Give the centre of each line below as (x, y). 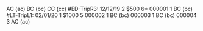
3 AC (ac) (18, 22)
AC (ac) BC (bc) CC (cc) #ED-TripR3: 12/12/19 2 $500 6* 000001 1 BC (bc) (100, 9)
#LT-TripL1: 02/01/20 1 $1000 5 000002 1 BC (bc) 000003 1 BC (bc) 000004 (101, 15)
